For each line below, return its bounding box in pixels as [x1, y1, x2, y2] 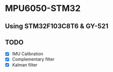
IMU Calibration [12, 51, 43, 57]
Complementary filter [12, 56, 55, 62]
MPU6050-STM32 [5, 3, 81, 14]
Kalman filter [12, 62, 38, 68]
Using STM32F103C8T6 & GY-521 [5, 22, 109, 30]
